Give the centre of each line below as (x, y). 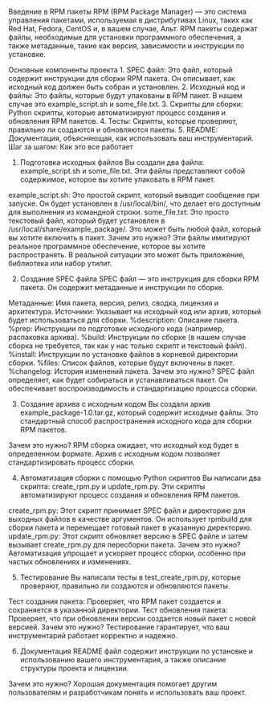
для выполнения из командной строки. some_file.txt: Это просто (119, 212)
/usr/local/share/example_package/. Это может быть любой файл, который (135, 229)
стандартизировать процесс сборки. (71, 462)
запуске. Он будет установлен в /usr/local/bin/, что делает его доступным (134, 203)
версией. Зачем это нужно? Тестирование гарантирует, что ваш (119, 627)
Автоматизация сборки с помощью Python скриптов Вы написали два (141, 478)
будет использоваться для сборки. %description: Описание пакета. (124, 320)
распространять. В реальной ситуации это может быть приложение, (127, 255)
